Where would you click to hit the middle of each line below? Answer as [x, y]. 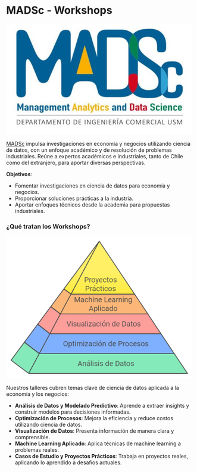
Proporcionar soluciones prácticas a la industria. [74, 199]
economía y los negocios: [38, 394]
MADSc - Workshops [59, 10]
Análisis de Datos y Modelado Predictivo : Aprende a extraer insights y [102, 406]
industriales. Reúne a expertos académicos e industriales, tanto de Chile [95, 157]
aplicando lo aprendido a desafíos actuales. [68, 462]
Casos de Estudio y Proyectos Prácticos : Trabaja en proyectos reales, [101, 457]
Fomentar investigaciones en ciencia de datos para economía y [92, 186]
